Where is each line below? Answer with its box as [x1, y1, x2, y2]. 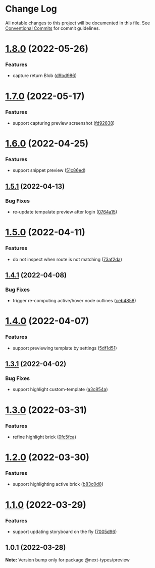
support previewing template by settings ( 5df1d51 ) [12, 345, 117, 351]
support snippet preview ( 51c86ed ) [12, 167, 86, 173]
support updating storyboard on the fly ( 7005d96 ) [12, 528, 117, 535]
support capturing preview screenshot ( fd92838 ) [12, 120, 115, 126]
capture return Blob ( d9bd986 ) [12, 73, 77, 79]
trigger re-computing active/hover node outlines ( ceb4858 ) [12, 298, 136, 304]
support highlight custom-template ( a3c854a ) [12, 386, 108, 393]
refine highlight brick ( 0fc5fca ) [12, 434, 77, 440]
